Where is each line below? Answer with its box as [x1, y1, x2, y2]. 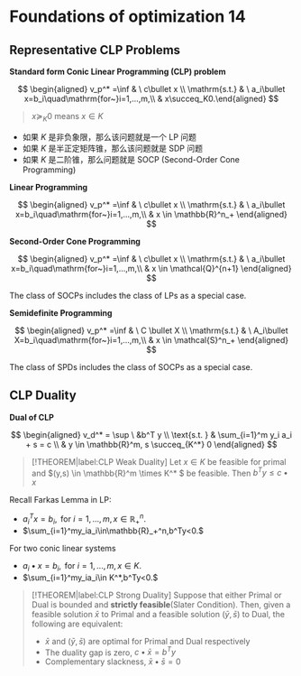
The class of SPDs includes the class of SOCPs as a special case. [9, 361, 253, 372]
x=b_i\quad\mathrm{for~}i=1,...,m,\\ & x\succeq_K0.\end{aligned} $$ [23, 93, 279, 104]
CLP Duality [9, 388, 77, 403]
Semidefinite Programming [9, 307, 113, 318]
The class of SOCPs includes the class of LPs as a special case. [9, 290, 247, 301]
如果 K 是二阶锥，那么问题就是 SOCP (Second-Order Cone [22, 153, 241, 164]
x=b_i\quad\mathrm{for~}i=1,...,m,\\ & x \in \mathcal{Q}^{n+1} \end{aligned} [11, 263, 292, 273]
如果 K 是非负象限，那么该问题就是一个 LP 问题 [22, 131, 196, 142]
